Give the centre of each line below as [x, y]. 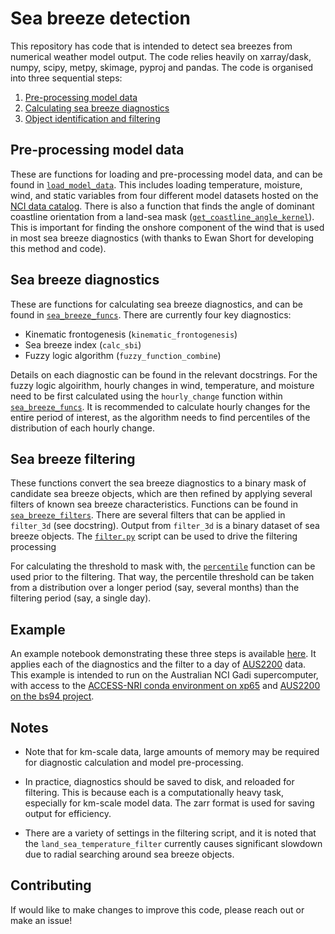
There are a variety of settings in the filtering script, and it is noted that [170, 833]
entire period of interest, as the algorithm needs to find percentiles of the [160, 417]
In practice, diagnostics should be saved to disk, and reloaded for [159, 781]
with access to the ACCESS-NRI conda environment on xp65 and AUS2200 [165, 686]
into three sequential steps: [66, 78]
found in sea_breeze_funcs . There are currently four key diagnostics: [151, 314]
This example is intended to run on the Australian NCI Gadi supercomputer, [164, 675]
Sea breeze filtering [73, 458]
